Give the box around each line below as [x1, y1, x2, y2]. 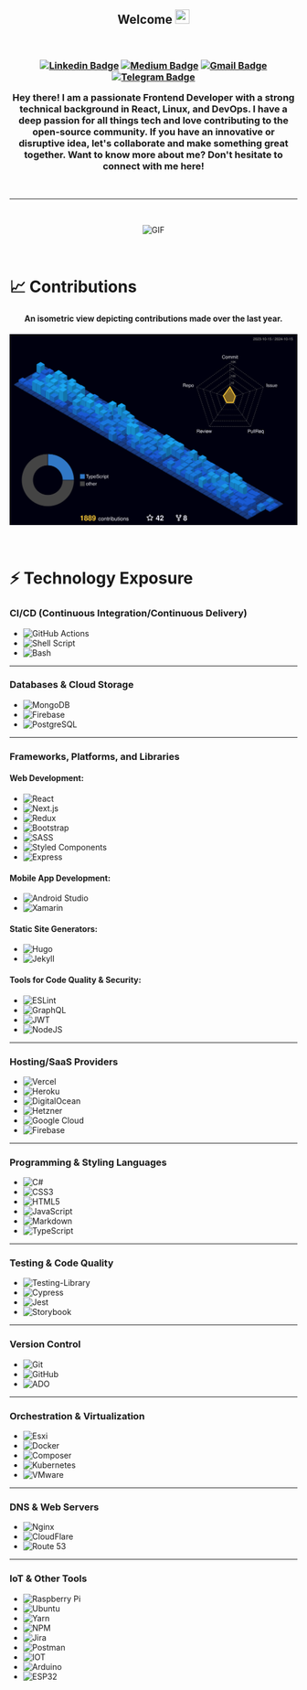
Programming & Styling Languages [9, 1156, 167, 1169]
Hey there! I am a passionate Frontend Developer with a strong [12, 91, 295, 104]
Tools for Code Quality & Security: [9, 974, 142, 985]
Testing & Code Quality [9, 1257, 114, 1269]
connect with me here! [102, 160, 205, 173]
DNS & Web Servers [9, 1501, 100, 1514]
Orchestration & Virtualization [9, 1409, 145, 1422]
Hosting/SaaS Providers [9, 1055, 119, 1068]
